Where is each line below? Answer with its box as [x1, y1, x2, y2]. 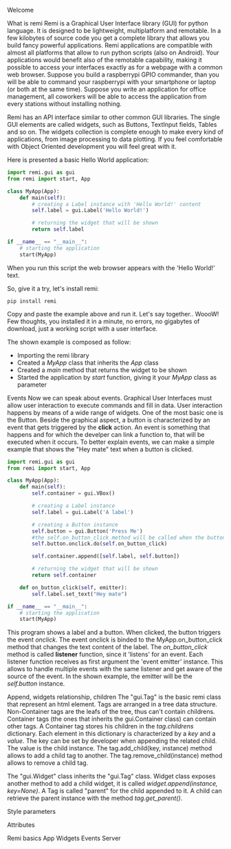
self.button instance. [7, 679, 65, 688]
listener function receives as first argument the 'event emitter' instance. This [7, 657, 223, 666]
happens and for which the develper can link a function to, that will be [7, 430, 205, 438]
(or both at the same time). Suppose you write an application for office [7, 85, 206, 93]
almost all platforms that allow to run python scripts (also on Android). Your [7, 48, 220, 57]
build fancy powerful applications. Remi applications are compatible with [7, 41, 213, 49]
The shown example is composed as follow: [7, 338, 131, 346]
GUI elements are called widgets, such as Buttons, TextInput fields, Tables [7, 121, 217, 128]
